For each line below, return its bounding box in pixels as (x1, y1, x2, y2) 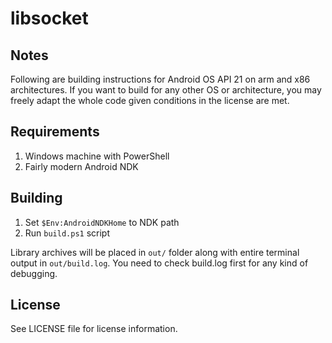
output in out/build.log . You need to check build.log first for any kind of (10, 257, 309, 269)
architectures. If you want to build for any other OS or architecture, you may (10, 84, 322, 96)
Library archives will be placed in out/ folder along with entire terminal (10, 246, 300, 258)
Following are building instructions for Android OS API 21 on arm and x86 (10, 73, 311, 85)
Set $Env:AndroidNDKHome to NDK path (24, 216, 180, 228)
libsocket (10, 7, 89, 30)
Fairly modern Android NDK (24, 160, 139, 172)
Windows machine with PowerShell (24, 150, 170, 162)
